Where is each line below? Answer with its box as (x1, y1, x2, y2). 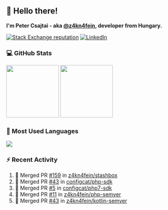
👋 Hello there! (6, 6, 58, 16)
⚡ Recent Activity (6, 155, 58, 164)
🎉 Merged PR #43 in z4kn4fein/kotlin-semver (14, 197, 127, 204)
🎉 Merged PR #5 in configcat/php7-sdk (14, 184, 112, 191)
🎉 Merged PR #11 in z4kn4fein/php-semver (14, 190, 121, 198)
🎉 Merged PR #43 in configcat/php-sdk (14, 178, 113, 185)
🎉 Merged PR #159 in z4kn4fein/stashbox (14, 172, 118, 179)
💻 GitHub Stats (6, 49, 52, 57)
